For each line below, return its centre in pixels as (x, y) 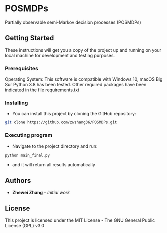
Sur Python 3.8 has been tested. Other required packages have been (76, 85)
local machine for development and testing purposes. (60, 55)
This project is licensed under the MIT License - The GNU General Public (80, 220)
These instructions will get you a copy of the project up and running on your (83, 50)
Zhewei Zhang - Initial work (41, 193)
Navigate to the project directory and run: (55, 146)
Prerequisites (22, 68)
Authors (18, 180)
